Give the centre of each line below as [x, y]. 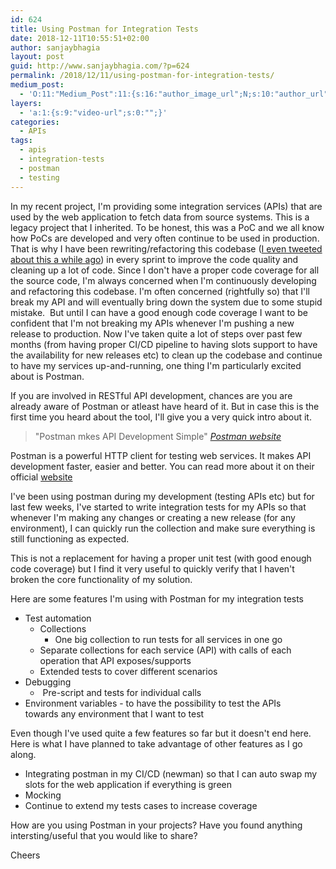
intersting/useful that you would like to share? [104, 835]
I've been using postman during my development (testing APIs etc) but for [162, 496]
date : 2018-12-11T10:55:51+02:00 [80, 38]
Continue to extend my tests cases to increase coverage [141, 805]
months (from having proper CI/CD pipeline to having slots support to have [164, 344]
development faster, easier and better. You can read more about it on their [162, 466]
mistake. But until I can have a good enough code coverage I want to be [159, 312]
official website [41, 477]
